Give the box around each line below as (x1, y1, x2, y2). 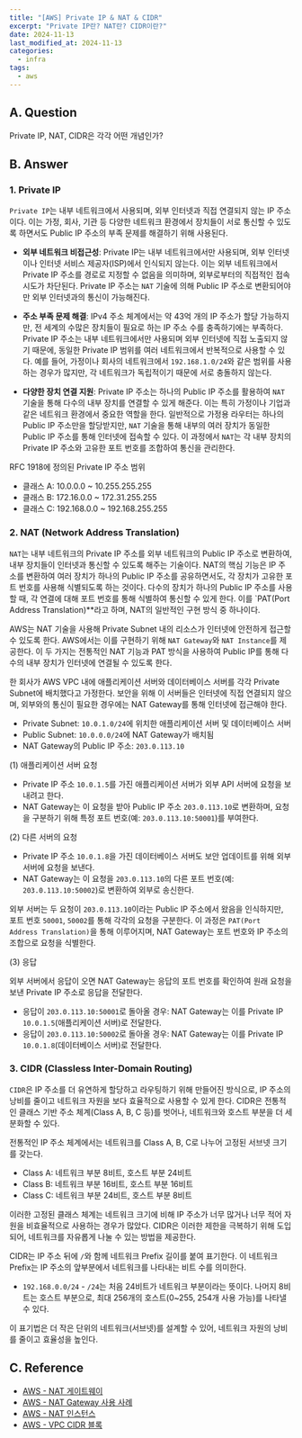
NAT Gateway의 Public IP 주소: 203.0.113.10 (22, 740, 185, 751)
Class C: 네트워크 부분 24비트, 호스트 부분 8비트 (22, 1190, 193, 1200)
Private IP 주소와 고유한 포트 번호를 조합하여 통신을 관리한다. (22, 443, 235, 454)
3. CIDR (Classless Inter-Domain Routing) (9, 1063, 193, 1075)
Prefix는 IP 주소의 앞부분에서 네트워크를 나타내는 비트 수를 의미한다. (9, 1262, 247, 1272)
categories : (9, 47, 54, 56)
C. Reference (9, 1361, 84, 1376)
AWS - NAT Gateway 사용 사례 (22, 1397, 133, 1407)
